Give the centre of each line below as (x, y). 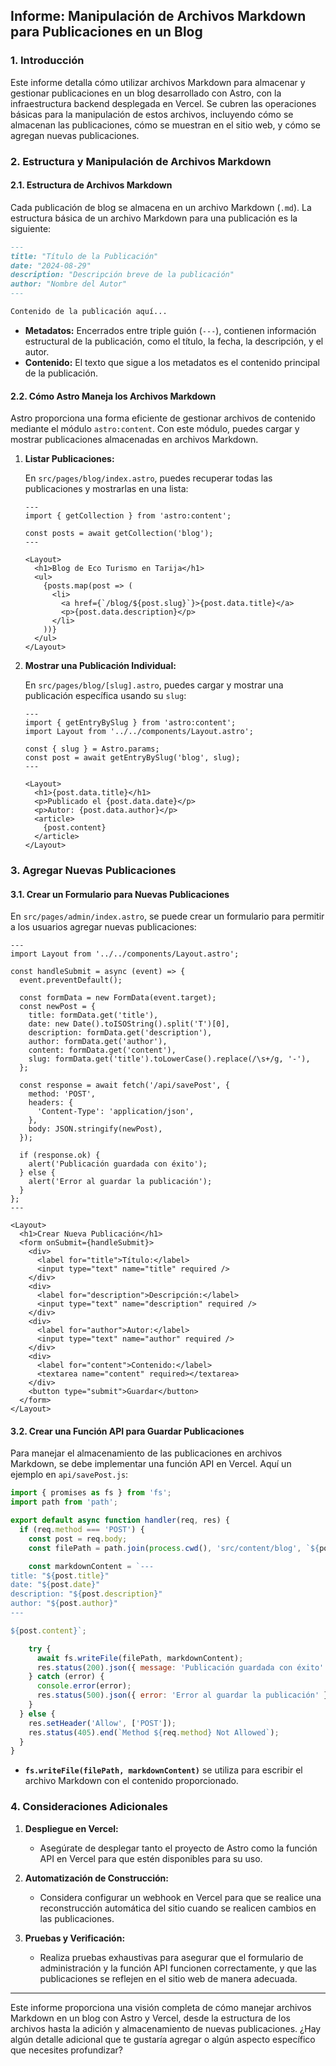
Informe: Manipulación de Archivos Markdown (158, 16)
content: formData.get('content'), (102, 1050)
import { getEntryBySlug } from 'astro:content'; (130, 723)
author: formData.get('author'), (98, 1042)
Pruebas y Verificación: (75, 1938)
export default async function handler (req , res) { (120, 1520)
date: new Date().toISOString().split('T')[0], (129, 1024)
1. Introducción (47, 61)
